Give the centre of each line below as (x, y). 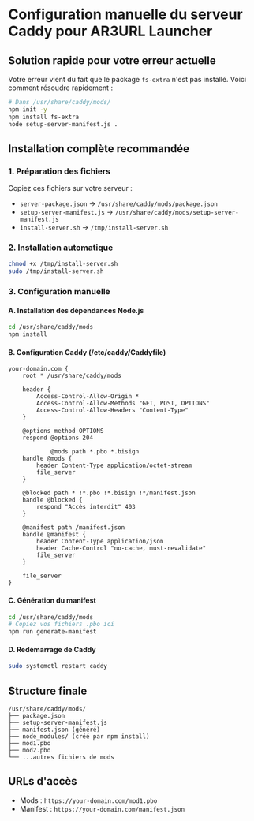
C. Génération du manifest (52, 600)
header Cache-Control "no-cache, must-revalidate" (121, 549)
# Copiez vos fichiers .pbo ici (61, 625)
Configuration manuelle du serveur (125, 15)
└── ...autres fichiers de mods (61, 758)
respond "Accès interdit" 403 (86, 507)
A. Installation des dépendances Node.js (76, 310)
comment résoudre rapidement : (60, 88)
